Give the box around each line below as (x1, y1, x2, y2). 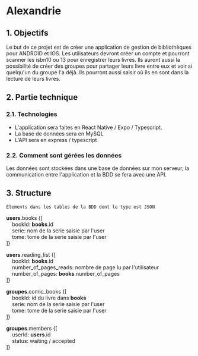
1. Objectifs (6, 28, 49, 38)
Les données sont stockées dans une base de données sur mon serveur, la (6, 165, 190, 172)
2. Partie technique (6, 92, 78, 102)
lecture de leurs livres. (6, 75, 60, 82)
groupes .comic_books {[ (6, 288, 67, 295)
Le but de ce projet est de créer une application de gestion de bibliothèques (6, 43, 191, 51)
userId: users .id (11, 331, 51, 338)
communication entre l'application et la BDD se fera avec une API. (6, 171, 167, 178)
